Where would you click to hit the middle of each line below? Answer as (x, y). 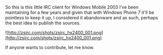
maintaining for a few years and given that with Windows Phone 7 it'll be (80, 12)
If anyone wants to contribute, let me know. (50, 47)
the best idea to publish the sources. (43, 23)
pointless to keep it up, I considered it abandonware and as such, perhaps (82, 18)
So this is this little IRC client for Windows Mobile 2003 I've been (72, 7)
